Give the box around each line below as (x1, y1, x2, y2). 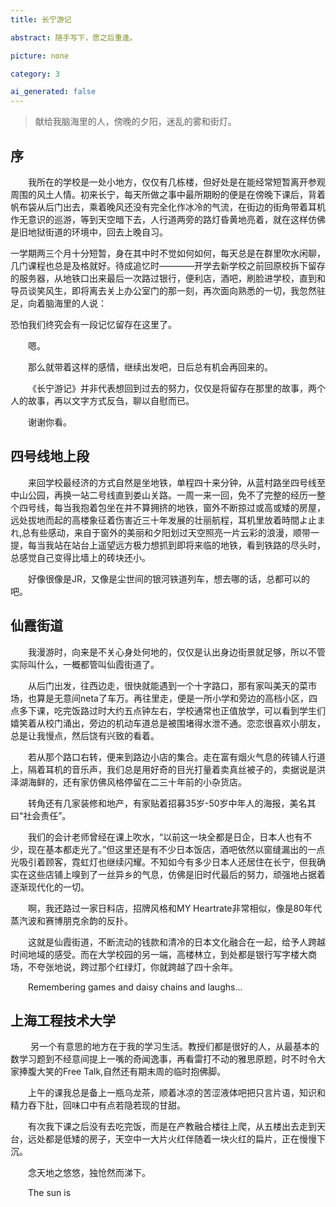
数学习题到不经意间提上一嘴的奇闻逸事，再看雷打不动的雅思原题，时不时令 (10, 1053, 317, 1065)
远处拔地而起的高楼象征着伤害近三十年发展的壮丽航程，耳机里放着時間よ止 (10, 514, 317, 526)
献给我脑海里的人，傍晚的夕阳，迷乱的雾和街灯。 (34, 116, 237, 128)
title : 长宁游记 (10, 14, 72, 25)
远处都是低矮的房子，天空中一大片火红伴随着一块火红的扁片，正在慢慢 (27, 1133, 317, 1145)
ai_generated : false (10, 87, 97, 97)
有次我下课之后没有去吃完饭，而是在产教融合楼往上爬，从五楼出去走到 (28, 1121, 317, 1133)
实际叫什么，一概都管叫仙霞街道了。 (10, 658, 160, 670)
